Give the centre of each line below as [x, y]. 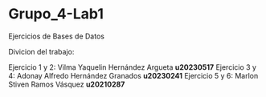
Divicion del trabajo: [41, 51]
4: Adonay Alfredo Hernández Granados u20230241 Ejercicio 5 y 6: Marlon [133, 75]
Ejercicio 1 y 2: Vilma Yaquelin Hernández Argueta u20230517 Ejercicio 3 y [133, 67]
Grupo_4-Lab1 [56, 14]
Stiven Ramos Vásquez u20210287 [67, 84]
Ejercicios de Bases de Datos [56, 36]
